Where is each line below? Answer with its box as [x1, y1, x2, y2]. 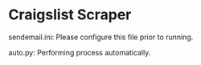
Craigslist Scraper [8, 6, 132, 24]
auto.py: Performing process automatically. [8, 47, 151, 57]
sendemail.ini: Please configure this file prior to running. [8, 32, 194, 42]
